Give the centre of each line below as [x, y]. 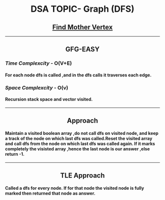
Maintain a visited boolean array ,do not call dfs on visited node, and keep [82, 133]
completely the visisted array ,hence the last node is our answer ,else [78, 149]
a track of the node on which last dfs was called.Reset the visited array [79, 139]
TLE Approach [82, 176]
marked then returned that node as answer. [50, 193]
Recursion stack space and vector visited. [49, 100]
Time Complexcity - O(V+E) [39, 63]
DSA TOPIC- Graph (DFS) [82, 9]
